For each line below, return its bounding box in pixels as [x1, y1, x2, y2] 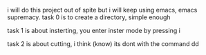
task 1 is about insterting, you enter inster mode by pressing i [7, 27, 181, 34]
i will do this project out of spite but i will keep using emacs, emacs [7, 6, 198, 14]
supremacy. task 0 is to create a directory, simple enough [7, 13, 171, 21]
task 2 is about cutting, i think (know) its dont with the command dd [7, 40, 199, 47]
